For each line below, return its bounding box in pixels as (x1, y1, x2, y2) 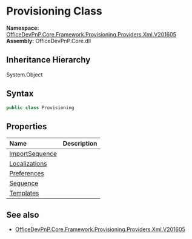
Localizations (9, 160, 47, 168)
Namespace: (6, 24, 39, 32)
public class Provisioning (6, 104, 74, 110)
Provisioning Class (6, 4, 103, 18)
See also (6, 209, 39, 220)
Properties (6, 121, 47, 132)
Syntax (6, 89, 34, 99)
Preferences (9, 169, 44, 178)
